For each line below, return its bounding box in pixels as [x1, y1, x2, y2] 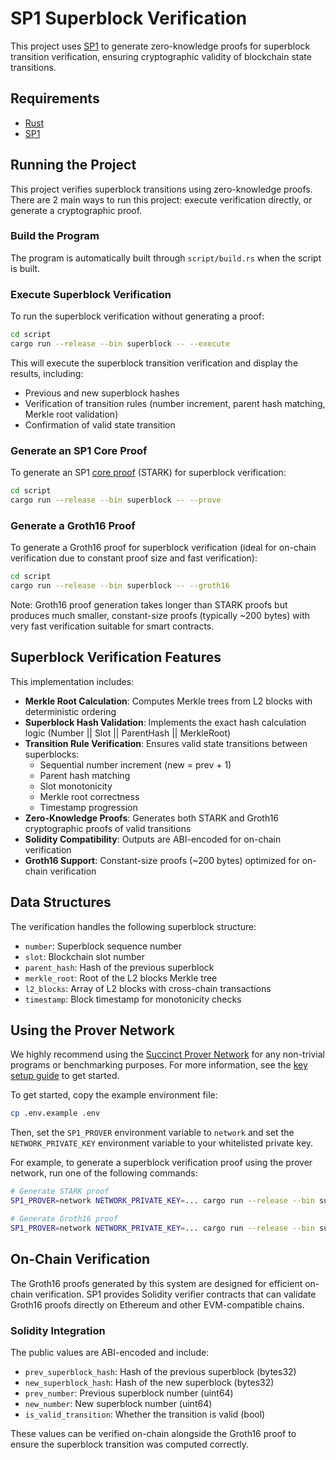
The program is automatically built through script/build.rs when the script [10, 252, 322, 264]
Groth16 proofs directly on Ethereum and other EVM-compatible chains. [10, 1298, 305, 1311]
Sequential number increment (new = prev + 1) [39, 758, 232, 771]
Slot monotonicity [39, 780, 113, 792]
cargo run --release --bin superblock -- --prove [10, 495, 222, 506]
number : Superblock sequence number [24, 940, 182, 952]
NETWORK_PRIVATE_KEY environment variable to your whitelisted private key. [10, 1137, 314, 1149]
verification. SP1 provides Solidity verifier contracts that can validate [34, 1288, 317, 1300]
